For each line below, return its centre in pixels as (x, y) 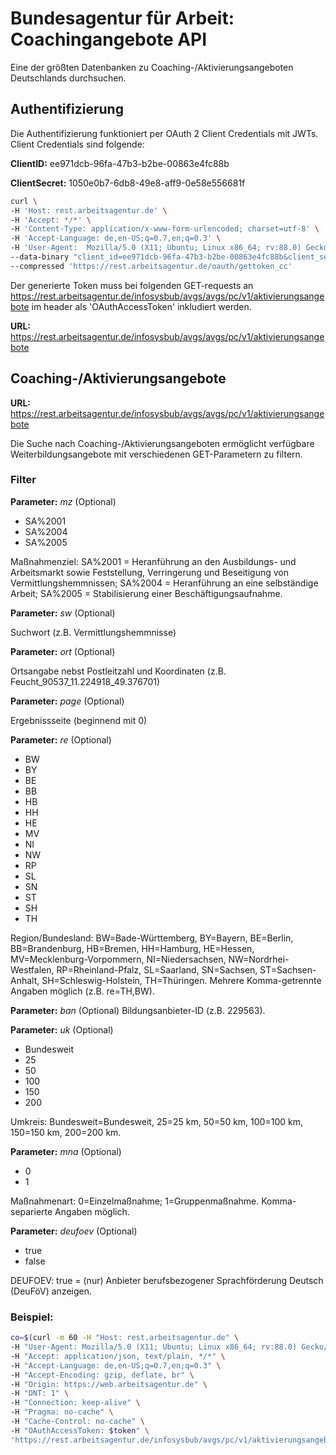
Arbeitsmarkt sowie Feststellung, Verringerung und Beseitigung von (149, 572)
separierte (31, 1211)
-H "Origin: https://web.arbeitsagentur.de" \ (109, 1384)
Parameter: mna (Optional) (66, 1151)
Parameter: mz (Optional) (63, 501)
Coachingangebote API (109, 39)
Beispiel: (32, 1317)
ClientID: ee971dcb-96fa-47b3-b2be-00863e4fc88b (120, 163)
